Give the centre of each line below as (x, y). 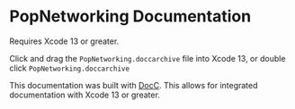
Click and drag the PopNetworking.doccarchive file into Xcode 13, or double (147, 58)
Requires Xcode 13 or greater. (64, 41)
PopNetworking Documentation (130, 17)
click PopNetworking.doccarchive (70, 68)
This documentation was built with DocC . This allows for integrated (134, 85)
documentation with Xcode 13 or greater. (85, 95)
